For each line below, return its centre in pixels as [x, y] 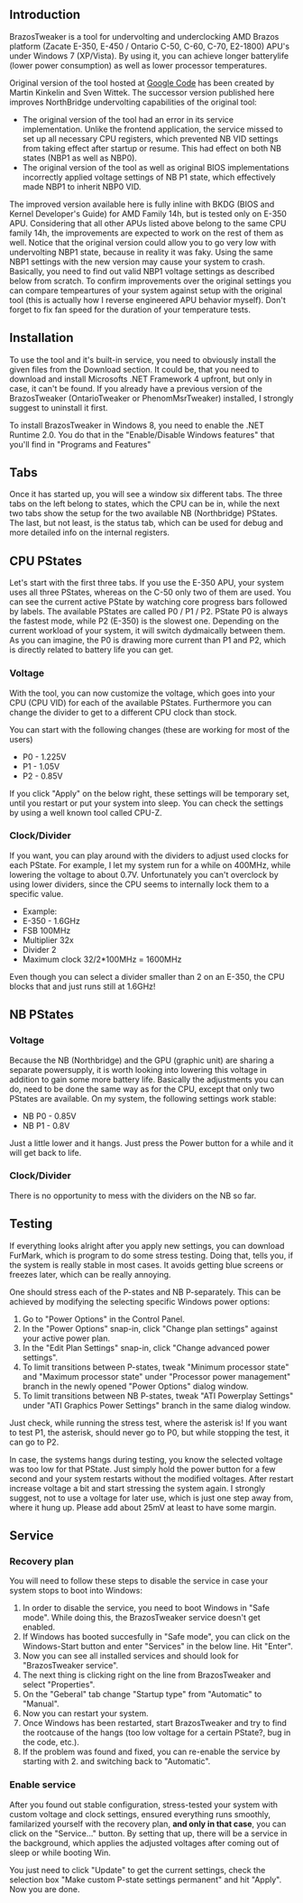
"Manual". [41, 1704]
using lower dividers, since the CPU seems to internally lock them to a [139, 884]
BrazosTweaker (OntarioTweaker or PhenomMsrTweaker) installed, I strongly [151, 398]
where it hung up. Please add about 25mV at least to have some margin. [143, 1507]
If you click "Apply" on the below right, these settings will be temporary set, [150, 793]
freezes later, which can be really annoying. [90, 1274]
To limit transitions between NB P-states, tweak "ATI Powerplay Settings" [158, 1395]
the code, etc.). [50, 1742]
